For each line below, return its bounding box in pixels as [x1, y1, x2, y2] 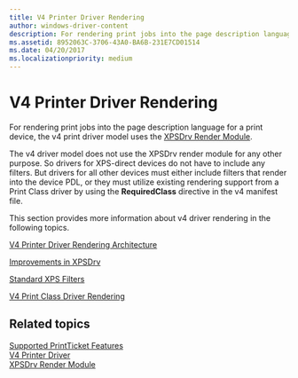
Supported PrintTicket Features [9, 340, 124, 350]
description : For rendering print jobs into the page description [9, 29, 260, 38]
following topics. [9, 222, 69, 232]
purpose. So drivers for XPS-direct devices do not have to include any [9, 157, 266, 169]
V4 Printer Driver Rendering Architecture [9, 239, 158, 249]
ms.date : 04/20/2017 [9, 46, 86, 55]
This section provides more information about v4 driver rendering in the [9, 212, 271, 223]
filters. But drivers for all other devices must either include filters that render [9, 167, 287, 177]
